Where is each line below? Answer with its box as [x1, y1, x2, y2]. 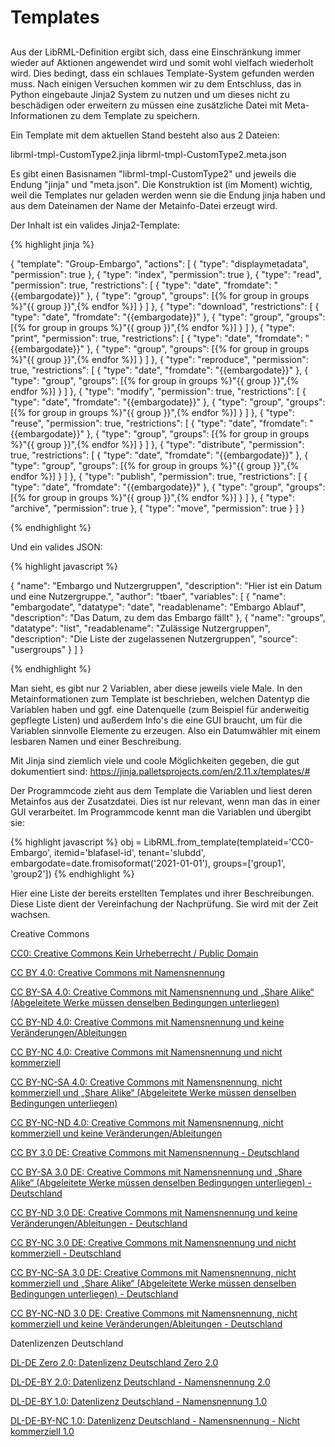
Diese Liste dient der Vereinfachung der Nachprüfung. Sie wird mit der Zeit [10, 897, 319, 910]
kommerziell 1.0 [10, 1425, 75, 1437]
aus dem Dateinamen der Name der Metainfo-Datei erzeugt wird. [10, 199, 278, 211]
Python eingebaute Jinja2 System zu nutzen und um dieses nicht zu [10, 88, 290, 100]
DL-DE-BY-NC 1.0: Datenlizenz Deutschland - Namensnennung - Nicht [10, 1414, 301, 1426]
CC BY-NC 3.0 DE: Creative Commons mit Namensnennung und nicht [10, 1236, 297, 1248]
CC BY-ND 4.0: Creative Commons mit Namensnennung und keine [10, 1016, 285, 1028]
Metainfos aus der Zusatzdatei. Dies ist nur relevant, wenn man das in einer [10, 795, 321, 807]
